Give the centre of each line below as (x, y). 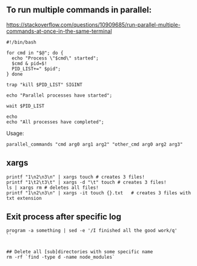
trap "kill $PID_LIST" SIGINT (45, 84)
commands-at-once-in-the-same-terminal (59, 31)
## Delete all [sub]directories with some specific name (80, 252)
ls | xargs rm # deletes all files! (52, 188)
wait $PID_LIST (25, 106)
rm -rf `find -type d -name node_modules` (61, 257)
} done (15, 74)
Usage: (15, 133)
